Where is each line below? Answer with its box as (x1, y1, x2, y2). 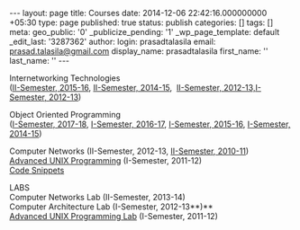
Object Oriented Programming (9, 110, 122, 119)
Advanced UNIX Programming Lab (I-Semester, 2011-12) (9, 211, 218, 221)
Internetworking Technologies (9, 73, 121, 84)
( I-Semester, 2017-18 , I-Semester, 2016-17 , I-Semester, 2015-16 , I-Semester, (9, 119, 291, 129)
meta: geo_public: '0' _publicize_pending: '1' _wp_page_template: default (9, 27, 280, 37)
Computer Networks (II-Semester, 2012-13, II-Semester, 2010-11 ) (9, 146, 250, 156)
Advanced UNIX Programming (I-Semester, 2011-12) (9, 155, 203, 165)
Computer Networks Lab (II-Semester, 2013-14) (9, 192, 186, 202)
